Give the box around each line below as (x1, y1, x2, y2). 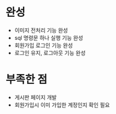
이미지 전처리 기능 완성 (14, 27, 68, 34)
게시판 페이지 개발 (14, 93, 57, 101)
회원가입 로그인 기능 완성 (14, 42, 73, 49)
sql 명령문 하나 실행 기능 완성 (14, 34, 83, 41)
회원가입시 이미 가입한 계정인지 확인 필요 (14, 101, 110, 109)
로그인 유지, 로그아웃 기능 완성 (14, 49, 86, 56)
